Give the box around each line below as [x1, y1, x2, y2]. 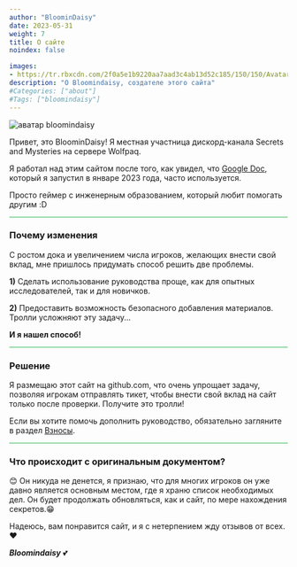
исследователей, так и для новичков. [9, 285, 150, 296]
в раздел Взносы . [9, 425, 75, 436]
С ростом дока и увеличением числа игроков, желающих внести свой [9, 249, 277, 260]
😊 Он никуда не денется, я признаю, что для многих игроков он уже [9, 476, 270, 486]
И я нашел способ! [9, 329, 81, 339]
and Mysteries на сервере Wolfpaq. [9, 145, 141, 156]
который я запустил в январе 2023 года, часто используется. [9, 172, 241, 183]
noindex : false [9, 46, 65, 55]
